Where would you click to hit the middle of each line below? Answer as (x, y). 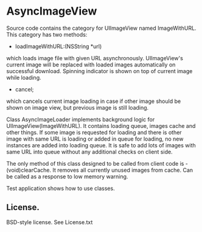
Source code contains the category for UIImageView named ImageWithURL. (101, 28)
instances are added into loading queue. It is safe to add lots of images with (101, 145)
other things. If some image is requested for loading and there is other (94, 132)
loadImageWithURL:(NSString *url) (58, 46)
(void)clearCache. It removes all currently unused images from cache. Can (100, 170)
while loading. (24, 77)
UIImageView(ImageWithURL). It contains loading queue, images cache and (101, 125)
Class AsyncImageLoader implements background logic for (81, 119)
